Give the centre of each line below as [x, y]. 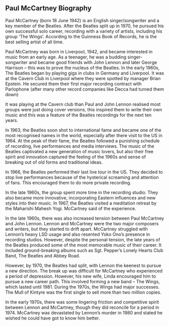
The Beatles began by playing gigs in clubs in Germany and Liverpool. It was [85, 73]
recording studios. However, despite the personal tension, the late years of [83, 239]
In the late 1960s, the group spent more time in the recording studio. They [82, 192]
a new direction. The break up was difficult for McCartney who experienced [84, 271]
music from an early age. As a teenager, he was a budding [66, 57]
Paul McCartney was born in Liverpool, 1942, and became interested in [79, 51]
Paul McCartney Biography [48, 8]
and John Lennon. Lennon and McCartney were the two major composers [82, 223]
